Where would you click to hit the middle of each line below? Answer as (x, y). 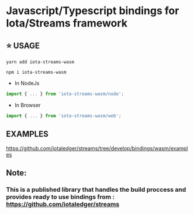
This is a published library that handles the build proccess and (96, 189)
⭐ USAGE (23, 45)
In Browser (27, 105)
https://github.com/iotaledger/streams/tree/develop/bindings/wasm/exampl (97, 148)
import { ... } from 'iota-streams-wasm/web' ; (64, 116)
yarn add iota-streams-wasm (40, 62)
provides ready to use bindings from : (60, 196)
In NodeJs (27, 83)
